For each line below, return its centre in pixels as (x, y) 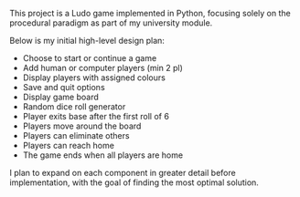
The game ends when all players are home (103, 155)
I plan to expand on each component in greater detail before (123, 173)
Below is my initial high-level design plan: (87, 41)
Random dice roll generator (74, 107)
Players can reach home (68, 145)
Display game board (60, 97)
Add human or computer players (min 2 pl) (102, 68)
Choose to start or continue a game (90, 58)
